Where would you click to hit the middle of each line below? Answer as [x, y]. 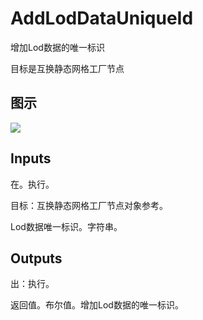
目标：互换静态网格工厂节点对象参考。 [89, 205]
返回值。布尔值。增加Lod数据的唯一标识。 [97, 305]
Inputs [31, 158]
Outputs [36, 258]
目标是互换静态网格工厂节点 [67, 68]
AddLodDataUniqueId [102, 18]
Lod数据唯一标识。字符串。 [66, 226]
